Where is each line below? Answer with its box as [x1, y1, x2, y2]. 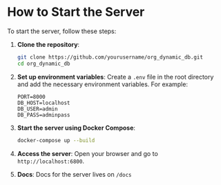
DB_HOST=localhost [17, 99, 70, 106]
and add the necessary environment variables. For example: [17, 80, 189, 88]
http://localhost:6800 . [17, 157, 85, 165]
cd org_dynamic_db [17, 60, 70, 67]
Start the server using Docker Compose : [17, 124, 136, 132]
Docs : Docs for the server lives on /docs [17, 170, 132, 178]
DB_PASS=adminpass [17, 111, 70, 118]
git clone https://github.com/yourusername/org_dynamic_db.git [17, 53, 204, 61]
